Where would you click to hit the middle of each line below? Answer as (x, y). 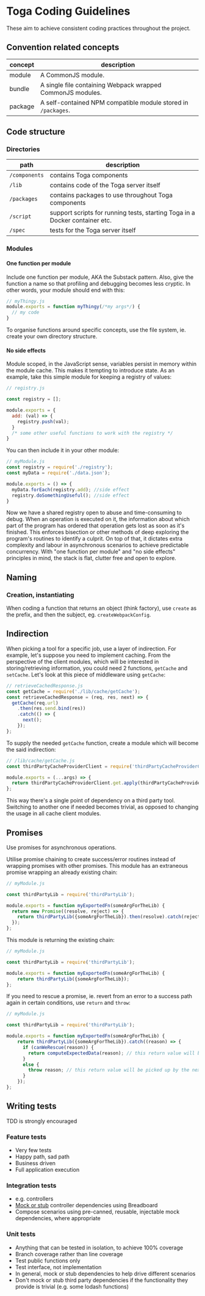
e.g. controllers (34, 1199)
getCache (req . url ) (35, 703)
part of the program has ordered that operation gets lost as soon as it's (95, 526)
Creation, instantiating (40, 594)
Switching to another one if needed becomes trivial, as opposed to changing (103, 807)
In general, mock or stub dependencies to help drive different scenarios (105, 1273)
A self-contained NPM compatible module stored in (114, 102)
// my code (26, 313)
